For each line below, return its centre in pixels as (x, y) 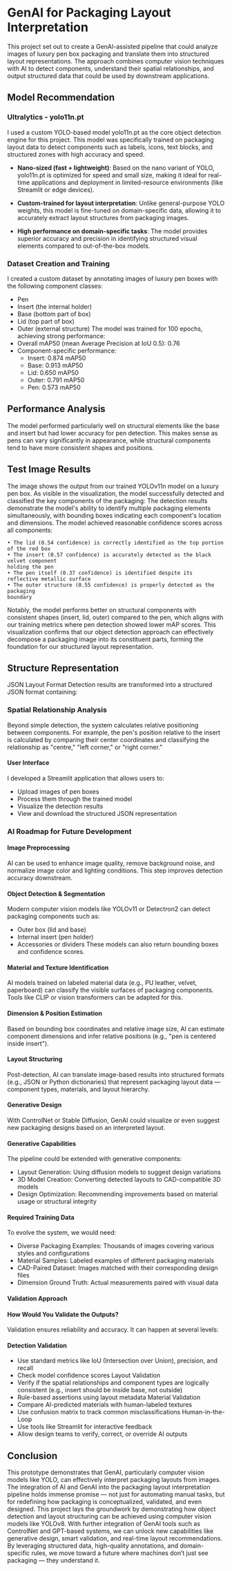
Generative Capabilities (42, 1143)
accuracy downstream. (40, 877)
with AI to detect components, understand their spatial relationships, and (110, 68)
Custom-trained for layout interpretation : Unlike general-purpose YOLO (121, 203)
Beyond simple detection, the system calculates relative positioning (103, 725)
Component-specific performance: (67, 351)
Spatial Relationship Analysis (57, 710)
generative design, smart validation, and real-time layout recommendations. (115, 1539)
